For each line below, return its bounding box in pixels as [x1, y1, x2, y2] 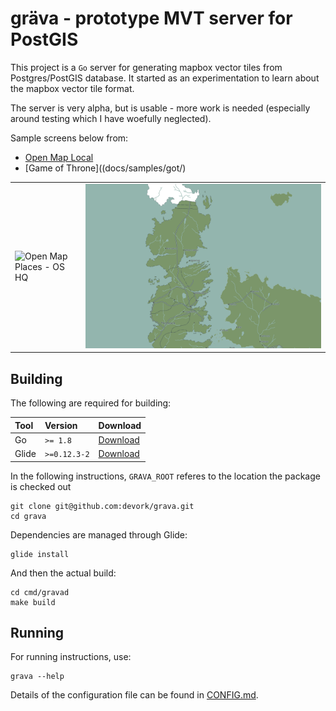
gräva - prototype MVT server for [10, 7, 293, 30]
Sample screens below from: [10, 132, 129, 144]
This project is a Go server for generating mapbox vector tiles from [10, 61, 283, 73]
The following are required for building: [10, 397, 172, 409]
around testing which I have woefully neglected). [10, 112, 212, 124]
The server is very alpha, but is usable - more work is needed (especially [10, 102, 311, 114]
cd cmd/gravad [10, 587, 70, 597]
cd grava [10, 511, 47, 521]
